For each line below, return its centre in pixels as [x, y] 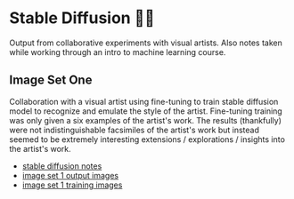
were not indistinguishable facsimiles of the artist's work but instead [135, 130]
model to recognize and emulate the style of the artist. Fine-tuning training [146, 111]
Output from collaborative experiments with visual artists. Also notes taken [146, 43]
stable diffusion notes [62, 166]
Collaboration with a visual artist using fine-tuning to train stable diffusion [144, 101]
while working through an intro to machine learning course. [118, 52]
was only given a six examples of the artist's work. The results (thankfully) [146, 120]
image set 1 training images [72, 185]
